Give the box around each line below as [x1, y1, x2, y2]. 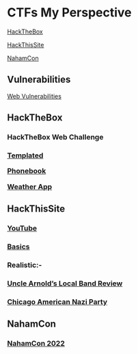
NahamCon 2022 [7, 339, 65, 349]
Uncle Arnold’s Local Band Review [7, 279, 123, 288]
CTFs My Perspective [7, 5, 132, 21]
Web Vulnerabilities [7, 92, 61, 100]
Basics [7, 242, 30, 251]
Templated [7, 151, 44, 160]
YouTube [7, 224, 38, 233]
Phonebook [7, 166, 46, 176]
